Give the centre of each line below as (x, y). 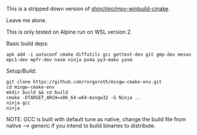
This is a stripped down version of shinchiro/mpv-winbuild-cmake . (88, 9)
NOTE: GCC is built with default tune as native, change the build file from (96, 119)
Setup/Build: (22, 71)
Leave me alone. (27, 20)
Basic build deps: (28, 43)
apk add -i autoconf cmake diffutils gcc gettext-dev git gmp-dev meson (99, 55)
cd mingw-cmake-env (31, 87)
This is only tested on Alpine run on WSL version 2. (69, 32)
